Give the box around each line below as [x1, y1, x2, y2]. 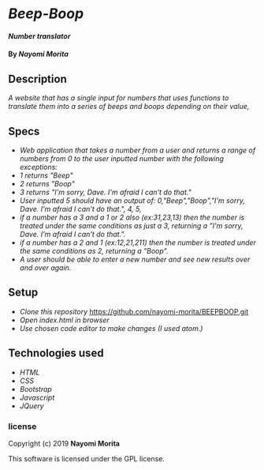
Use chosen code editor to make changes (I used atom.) [19, 323, 203, 333]
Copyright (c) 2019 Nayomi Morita [8, 438, 121, 448]
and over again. [19, 263, 72, 273]
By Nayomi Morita [8, 49, 69, 59]
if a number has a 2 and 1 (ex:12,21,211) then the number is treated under [19, 238, 256, 247]
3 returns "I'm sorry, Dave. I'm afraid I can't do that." [19, 187, 191, 197]
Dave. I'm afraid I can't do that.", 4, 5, [19, 205, 142, 213]
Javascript [19, 393, 55, 402]
